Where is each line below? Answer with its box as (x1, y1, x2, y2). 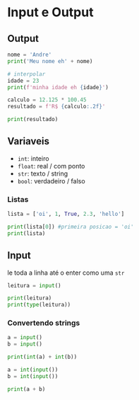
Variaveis (7, 135, 49, 147)
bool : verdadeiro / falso (17, 176, 86, 185)
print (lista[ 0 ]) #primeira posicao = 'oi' (7, 223, 134, 230)
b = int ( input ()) (7, 372, 59, 379)
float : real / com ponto (17, 161, 85, 170)
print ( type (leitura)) (7, 302, 71, 309)
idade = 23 (7, 77, 40, 84)
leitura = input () (7, 282, 61, 289)
